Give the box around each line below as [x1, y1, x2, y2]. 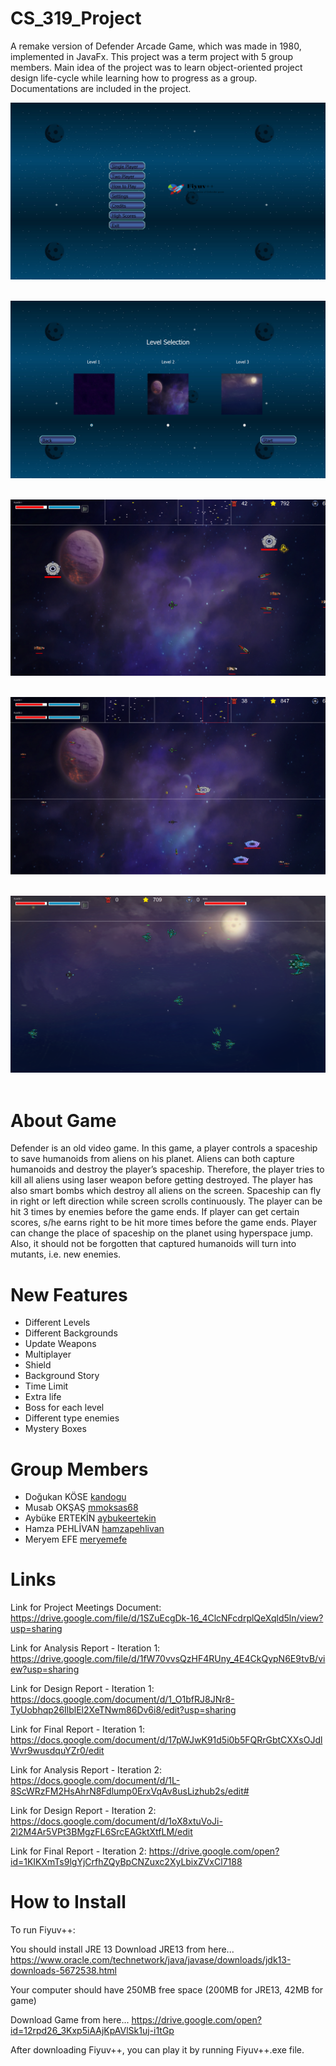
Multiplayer [24, 1348, 72, 1361]
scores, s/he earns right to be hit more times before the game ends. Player [10, 1217, 317, 1229]
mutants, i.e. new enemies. [10, 1248, 122, 1261]
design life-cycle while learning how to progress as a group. [10, 72, 258, 84]
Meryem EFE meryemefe [24, 1533, 128, 1546]
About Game [10, 1109, 117, 1132]
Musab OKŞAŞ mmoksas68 [24, 1502, 139, 1514]
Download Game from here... [10, 2014, 130, 2026]
